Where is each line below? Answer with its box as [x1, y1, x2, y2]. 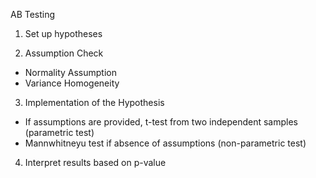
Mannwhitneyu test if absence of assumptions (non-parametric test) [24, 137, 307, 149]
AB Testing [10, 9, 56, 20]
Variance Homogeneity [24, 77, 120, 89]
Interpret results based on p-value [24, 157, 167, 168]
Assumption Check [24, 47, 104, 59]
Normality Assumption [24, 67, 117, 78]
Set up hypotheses [24, 28, 103, 39]
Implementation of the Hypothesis [24, 97, 165, 108]
